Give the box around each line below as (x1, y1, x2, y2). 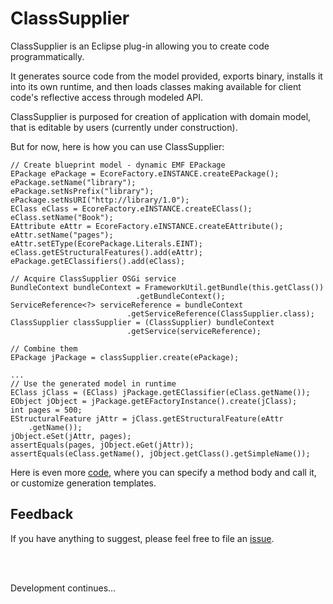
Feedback (10, 506, 74, 523)
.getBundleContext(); (135, 291, 226, 301)
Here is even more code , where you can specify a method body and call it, (10, 466, 317, 478)
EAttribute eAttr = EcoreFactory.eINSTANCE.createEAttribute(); (10, 221, 284, 231)
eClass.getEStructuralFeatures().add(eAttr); (10, 247, 203, 257)
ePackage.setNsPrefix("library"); (10, 186, 155, 196)
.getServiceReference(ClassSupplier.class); (126, 308, 315, 319)
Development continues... (10, 582, 117, 594)
